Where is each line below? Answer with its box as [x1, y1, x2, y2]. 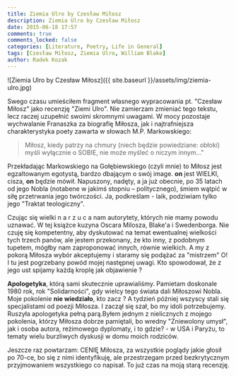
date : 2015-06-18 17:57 [7, 23, 78, 30]
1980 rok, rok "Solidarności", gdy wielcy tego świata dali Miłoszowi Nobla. [7, 287, 223, 295]
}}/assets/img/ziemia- [147, 76, 212, 84]
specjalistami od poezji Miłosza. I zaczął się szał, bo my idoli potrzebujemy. [7, 302, 226, 310]
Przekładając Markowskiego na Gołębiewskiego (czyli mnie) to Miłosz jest [7, 162, 223, 170]
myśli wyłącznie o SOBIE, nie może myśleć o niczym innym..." [24, 148, 204, 156]
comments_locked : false [7, 37, 78, 44]
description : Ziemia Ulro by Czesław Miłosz [7, 17, 141, 24]
